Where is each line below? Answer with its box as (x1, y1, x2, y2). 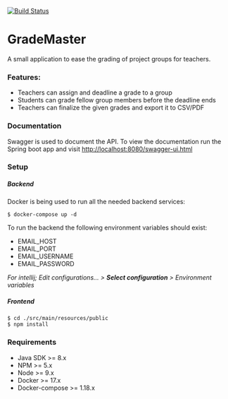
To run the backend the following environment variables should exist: (7, 223, 208, 232)
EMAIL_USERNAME (17, 252, 74, 261)
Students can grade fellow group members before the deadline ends (17, 96, 216, 105)
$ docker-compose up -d (7, 211, 77, 218)
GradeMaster (7, 32, 87, 47)
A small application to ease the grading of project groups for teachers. (7, 54, 211, 63)
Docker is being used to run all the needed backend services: (7, 198, 185, 206)
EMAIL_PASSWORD (17, 260, 75, 268)
